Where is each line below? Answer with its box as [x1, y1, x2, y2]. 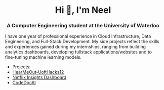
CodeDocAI [12, 80, 36, 86]
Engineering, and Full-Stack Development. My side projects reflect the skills [5, 39, 160, 45]
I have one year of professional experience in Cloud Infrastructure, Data [5, 33, 151, 39]
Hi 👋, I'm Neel [55, 4, 111, 16]
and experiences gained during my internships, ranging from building [5, 44, 146, 50]
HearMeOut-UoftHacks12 [12, 69, 64, 75]
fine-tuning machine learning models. [5, 54, 82, 60]
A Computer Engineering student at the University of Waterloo [6, 22, 160, 29]
